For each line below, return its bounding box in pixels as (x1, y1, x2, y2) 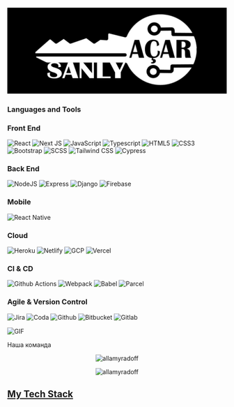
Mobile (7, 197, 31, 207)
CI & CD (7, 263, 33, 273)
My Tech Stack (7, 388, 73, 400)
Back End (7, 164, 40, 174)
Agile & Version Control (7, 297, 88, 307)
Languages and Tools (7, 104, 81, 114)
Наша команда (7, 341, 52, 349)
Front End (7, 123, 41, 133)
